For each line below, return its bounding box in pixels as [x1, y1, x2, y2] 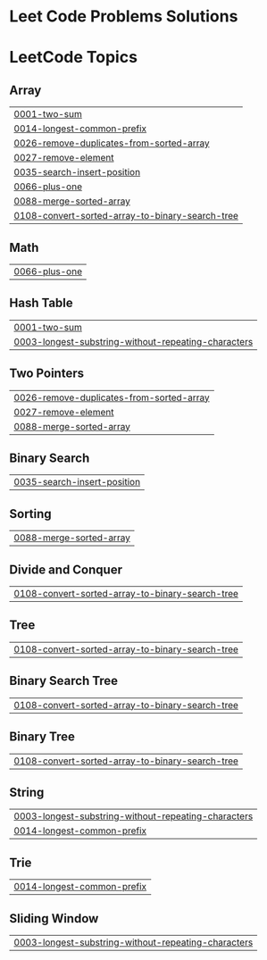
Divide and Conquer [9, 562, 123, 577]
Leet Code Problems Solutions [9, 6, 238, 27]
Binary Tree [9, 730, 76, 745]
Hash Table [9, 296, 73, 311]
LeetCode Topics [9, 47, 138, 68]
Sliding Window [9, 911, 99, 926]
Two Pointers [9, 366, 85, 381]
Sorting [9, 506, 52, 522]
